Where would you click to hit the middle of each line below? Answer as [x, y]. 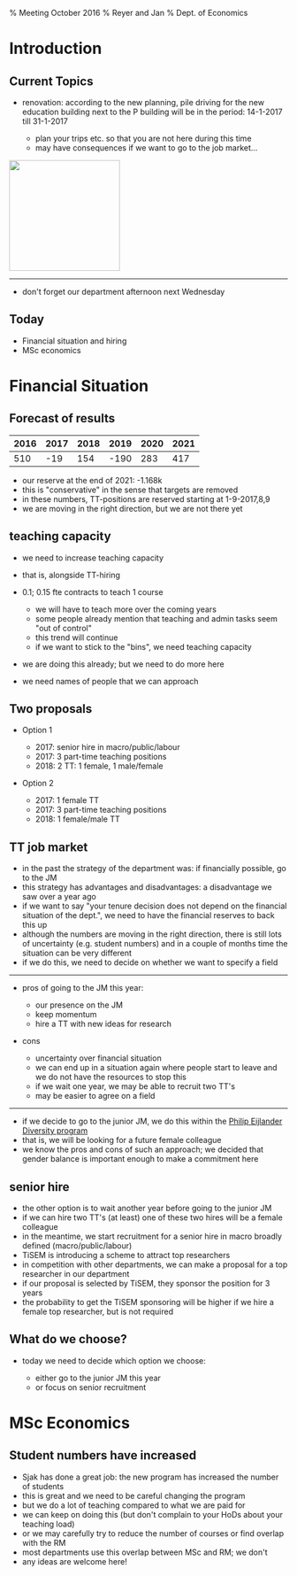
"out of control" [64, 628]
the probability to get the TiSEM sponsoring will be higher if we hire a [148, 1302]
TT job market [49, 847]
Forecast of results [62, 418]
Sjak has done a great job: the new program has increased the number [150, 1477]
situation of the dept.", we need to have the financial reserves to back [148, 915]
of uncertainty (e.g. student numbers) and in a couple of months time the [155, 944]
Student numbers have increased [103, 1456]
